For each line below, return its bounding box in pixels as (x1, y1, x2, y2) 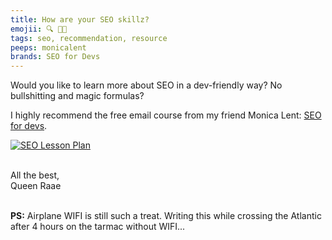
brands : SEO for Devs (10, 52, 101, 62)
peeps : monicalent (10, 42, 87, 53)
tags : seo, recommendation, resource (10, 33, 168, 43)
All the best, (10, 169, 60, 181)
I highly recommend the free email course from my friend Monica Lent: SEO (10, 109, 322, 121)
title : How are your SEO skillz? (10, 14, 150, 25)
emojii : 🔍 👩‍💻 (10, 24, 68, 34)
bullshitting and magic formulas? (10, 90, 145, 102)
